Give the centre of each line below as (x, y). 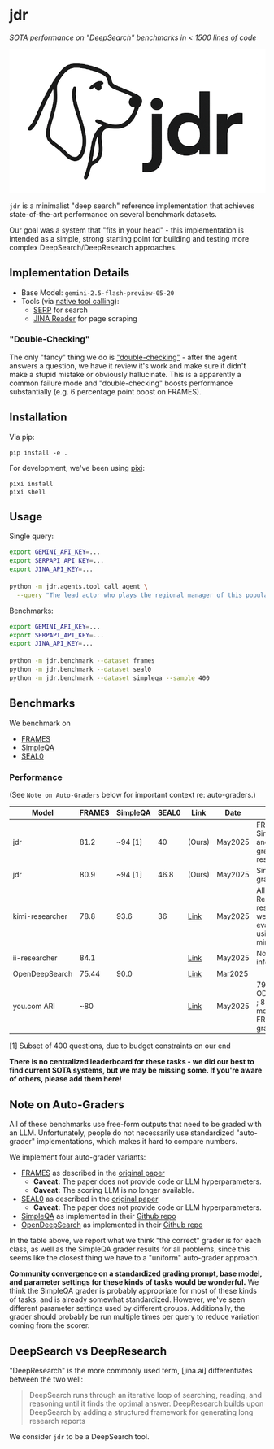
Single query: (32, 536)
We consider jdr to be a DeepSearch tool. (79, 1437)
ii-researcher (35, 958)
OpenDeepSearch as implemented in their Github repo (112, 1225)
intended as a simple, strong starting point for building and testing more (129, 238)
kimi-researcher (40, 916)
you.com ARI (34, 1007)
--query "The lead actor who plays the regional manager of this (130, 595)
